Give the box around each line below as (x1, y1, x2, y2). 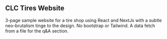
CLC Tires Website (5, 4, 65, 12)
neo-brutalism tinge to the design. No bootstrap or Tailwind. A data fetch (5, 22, 155, 28)
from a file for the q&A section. (5, 27, 69, 34)
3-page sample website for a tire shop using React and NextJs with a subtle (5, 17, 162, 23)
